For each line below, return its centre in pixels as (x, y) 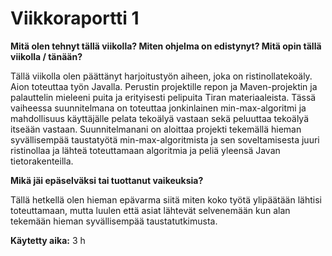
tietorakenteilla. (42, 161)
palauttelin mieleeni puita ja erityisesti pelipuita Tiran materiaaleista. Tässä (163, 97)
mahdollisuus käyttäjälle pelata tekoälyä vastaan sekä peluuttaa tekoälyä (160, 118)
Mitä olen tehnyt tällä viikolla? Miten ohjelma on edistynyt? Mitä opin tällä (166, 46)
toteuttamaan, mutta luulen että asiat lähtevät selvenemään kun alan (150, 210)
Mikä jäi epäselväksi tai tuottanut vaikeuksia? (107, 180)
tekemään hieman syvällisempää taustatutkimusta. (114, 221)
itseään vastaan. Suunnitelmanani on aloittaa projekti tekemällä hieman (156, 129)
